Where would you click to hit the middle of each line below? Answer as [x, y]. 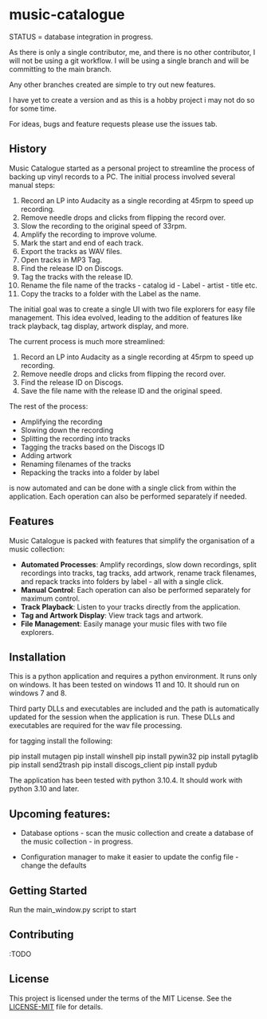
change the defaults [53, 865]
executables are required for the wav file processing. [96, 726]
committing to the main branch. [61, 69]
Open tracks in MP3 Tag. [61, 260]
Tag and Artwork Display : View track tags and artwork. [112, 615]
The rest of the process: [49, 406]
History [28, 149]
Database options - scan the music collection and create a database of [137, 833]
